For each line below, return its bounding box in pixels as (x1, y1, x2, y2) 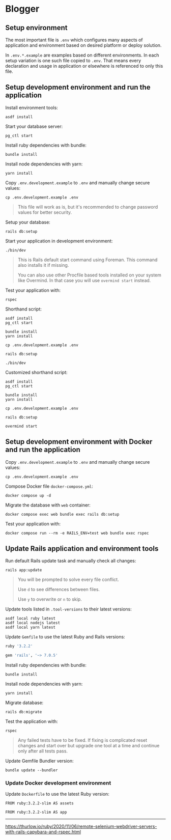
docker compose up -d (5, 493, 51, 498)
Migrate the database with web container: (5, 502, 91, 508)
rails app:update (5, 568, 42, 573)
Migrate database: (5, 699, 44, 706)
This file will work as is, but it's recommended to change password (17, 204, 158, 210)
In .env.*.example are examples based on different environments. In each (5, 52, 159, 58)
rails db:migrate (5, 710, 42, 715)
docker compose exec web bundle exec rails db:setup (5, 512, 120, 517)
